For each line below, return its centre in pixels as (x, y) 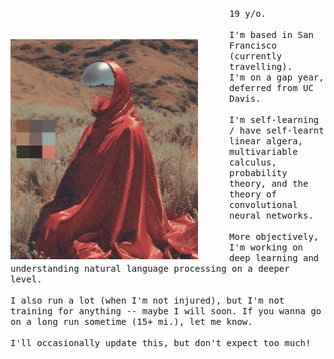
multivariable (263, 151)
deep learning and (274, 258)
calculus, (253, 162)
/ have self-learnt (277, 130)
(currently (256, 56)
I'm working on (266, 247)
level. (26, 279)
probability (258, 173)
